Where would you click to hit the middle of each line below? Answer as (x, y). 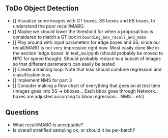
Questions (22, 112)
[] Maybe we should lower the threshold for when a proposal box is (83, 31)
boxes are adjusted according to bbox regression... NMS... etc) (78, 96)
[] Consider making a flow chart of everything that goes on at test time (86, 86)
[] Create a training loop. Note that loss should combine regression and (87, 69)
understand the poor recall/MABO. (49, 26)
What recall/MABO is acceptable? (48, 125)
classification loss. (32, 75)
